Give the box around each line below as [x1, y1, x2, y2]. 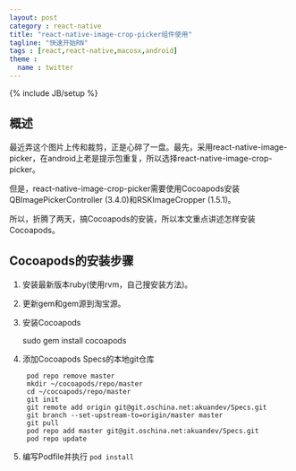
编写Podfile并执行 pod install [21, 450, 134, 462]
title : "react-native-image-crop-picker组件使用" [9, 30, 192, 39]
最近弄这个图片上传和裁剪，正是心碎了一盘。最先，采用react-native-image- [9, 141, 288, 153]
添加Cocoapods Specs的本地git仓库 [21, 353, 155, 364]
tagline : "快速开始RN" [9, 38, 89, 48]
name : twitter [17, 64, 74, 73]
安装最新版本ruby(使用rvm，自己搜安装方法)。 [21, 279, 193, 290]
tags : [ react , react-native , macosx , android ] [9, 47, 178, 56]
